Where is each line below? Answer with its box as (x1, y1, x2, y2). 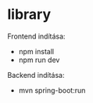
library (7, 6, 52, 24)
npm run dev (18, 55, 60, 64)
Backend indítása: (7, 70, 65, 79)
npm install (18, 46, 55, 56)
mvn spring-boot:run (18, 85, 86, 95)
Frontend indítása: (7, 31, 66, 41)
